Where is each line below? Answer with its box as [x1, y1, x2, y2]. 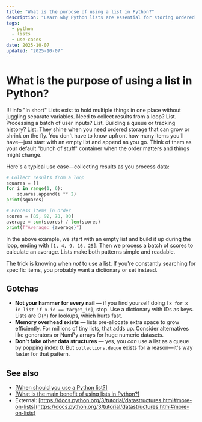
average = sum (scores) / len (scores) [6, 219, 101, 225]
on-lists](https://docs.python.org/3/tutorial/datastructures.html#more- [14, 403, 189, 411]
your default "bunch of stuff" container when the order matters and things [6, 145, 190, 152]
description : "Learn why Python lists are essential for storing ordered [6, 14, 195, 20]
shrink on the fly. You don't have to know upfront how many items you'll [6, 132, 184, 139]
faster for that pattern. [14, 350, 70, 358]
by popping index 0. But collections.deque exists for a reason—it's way [14, 344, 193, 352]
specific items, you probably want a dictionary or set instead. [6, 266, 158, 274]
